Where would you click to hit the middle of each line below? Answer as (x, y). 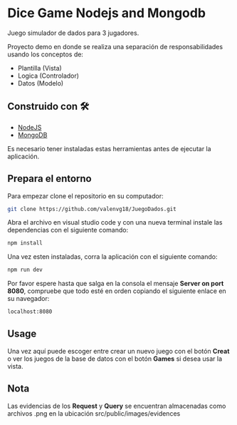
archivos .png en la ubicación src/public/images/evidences (94, 413)
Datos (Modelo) (41, 83)
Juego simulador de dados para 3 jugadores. (73, 33)
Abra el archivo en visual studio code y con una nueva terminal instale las (115, 222)
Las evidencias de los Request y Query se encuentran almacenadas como (117, 406)
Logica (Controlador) (48, 76)
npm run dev (25, 270)
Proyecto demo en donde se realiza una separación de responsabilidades (115, 46)
